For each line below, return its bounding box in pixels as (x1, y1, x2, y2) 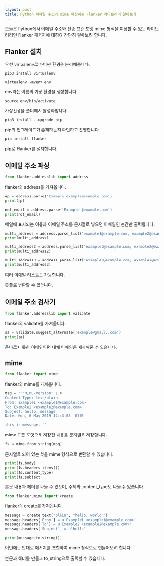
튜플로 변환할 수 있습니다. (5, 282, 54, 288)
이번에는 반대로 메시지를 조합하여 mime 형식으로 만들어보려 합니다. (5, 544, 132, 550)
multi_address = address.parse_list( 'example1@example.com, (5, 231, 130, 236)
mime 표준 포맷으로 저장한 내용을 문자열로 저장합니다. (5, 432, 107, 437)
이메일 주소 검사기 (5, 298, 56, 306)
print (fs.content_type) (5, 470, 54, 475)
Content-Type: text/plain (5, 395, 58, 400)
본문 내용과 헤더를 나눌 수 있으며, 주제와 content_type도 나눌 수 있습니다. (5, 484, 144, 490)
